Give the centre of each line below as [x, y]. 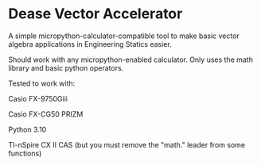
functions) [25, 153]
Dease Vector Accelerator [95, 14]
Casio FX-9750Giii [38, 98]
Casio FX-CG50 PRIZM [46, 114]
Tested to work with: [42, 83]
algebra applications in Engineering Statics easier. [90, 44]
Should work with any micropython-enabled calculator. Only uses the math [130, 59]
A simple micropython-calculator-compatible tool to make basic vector [124, 36]
